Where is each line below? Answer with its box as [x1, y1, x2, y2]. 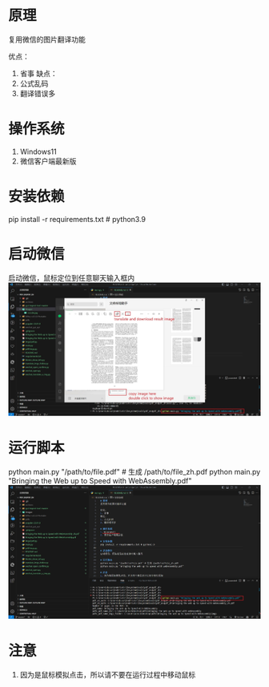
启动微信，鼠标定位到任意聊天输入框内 [8, 273, 134, 282]
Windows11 [19, 147, 58, 156]
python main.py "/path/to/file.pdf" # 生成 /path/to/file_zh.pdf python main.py [8, 467, 261, 476]
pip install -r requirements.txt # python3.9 [8, 214, 147, 224]
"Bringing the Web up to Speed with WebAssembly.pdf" [8, 475, 192, 485]
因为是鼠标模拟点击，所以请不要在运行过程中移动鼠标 [19, 670, 196, 680]
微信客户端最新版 [19, 156, 77, 166]
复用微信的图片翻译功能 [8, 34, 86, 44]
